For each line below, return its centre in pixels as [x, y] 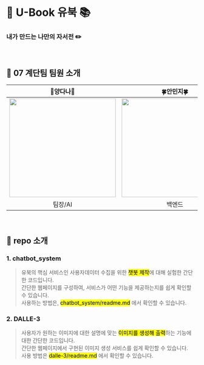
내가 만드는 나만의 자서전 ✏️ [44, 37]
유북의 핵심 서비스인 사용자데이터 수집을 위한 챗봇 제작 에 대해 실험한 [101, 272]
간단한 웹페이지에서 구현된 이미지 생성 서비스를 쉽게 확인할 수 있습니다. [104, 348]
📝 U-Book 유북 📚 [49, 12]
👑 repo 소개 [27, 241]
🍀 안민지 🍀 [175, 92]
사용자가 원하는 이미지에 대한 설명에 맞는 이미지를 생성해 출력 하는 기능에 [106, 333]
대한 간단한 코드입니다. [48, 341]
